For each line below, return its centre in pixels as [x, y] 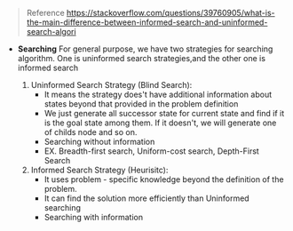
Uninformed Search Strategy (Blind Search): [111, 85]
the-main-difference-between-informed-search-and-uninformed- [147, 22]
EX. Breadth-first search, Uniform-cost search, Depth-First [151, 151]
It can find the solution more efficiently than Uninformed [147, 198]
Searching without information [99, 142]
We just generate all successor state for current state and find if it [164, 113]
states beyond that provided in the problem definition [141, 104]
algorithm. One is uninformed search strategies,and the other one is [142, 58]
